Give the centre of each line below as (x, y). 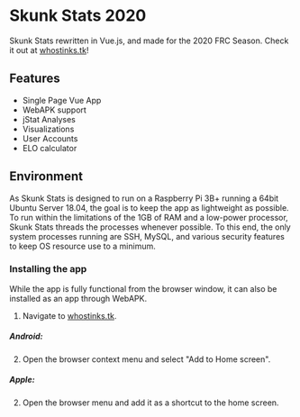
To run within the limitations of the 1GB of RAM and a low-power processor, (149, 217)
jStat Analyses (49, 119)
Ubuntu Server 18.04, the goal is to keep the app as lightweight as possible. (150, 207)
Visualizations (48, 129)
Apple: (22, 380)
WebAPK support (55, 110)
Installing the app (48, 269)
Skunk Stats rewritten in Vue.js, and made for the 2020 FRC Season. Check (149, 41)
